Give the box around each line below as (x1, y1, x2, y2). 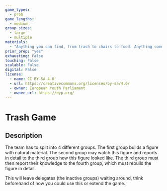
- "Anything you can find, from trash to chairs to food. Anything (9, 44, 153, 49)
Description (5, 131, 42, 139)
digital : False (5, 67, 37, 72)
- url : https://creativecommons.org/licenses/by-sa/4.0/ (9, 81, 130, 86)
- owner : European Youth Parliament (9, 85, 85, 91)
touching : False (5, 58, 39, 63)
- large (9, 30, 26, 35)
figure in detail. (5, 166, 36, 172)
